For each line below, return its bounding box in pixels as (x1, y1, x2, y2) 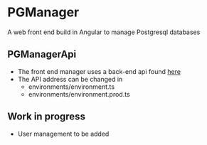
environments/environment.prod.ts (28, 90, 130, 98)
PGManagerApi (7, 48, 77, 60)
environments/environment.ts (28, 82, 115, 91)
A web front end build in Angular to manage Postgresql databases (7, 28, 201, 36)
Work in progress (7, 111, 85, 123)
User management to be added (17, 129, 110, 138)
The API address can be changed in (17, 75, 123, 83)
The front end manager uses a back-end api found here (17, 67, 181, 75)
